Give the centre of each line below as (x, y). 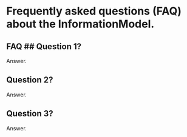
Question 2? (30, 80)
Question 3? (30, 114)
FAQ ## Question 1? (44, 46)
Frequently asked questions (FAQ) (94, 11)
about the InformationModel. (80, 24)
